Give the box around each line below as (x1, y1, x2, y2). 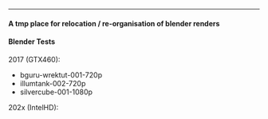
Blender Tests (8, 37, 56, 46)
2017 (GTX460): (8, 54, 61, 64)
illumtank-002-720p (19, 78, 86, 88)
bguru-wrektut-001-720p (19, 69, 102, 80)
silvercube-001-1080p (19, 87, 93, 97)
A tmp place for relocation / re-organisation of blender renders (8, 18, 220, 28)
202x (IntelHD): (8, 102, 59, 112)
